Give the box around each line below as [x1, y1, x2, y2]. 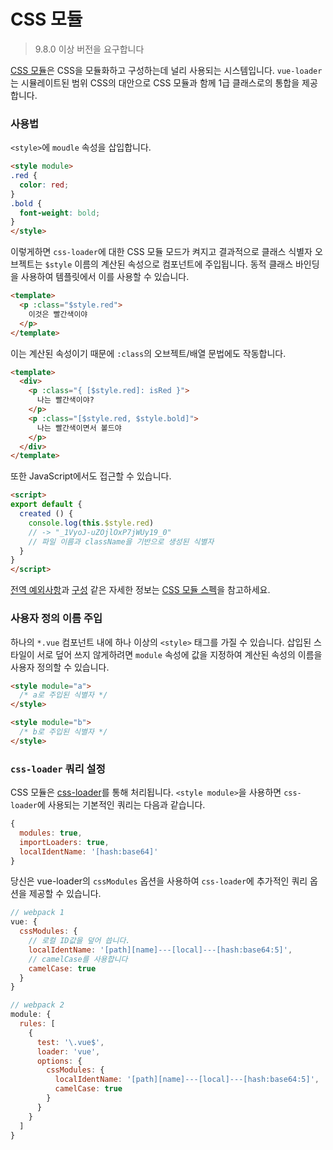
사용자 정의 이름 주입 [10, 611, 103, 625]
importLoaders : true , [19, 837, 110, 847]
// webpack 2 [10, 1000, 65, 1010]
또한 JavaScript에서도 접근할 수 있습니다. [10, 470, 172, 482]
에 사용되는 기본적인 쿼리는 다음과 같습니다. [36, 799, 206, 811]
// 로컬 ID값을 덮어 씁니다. [28, 936, 131, 946]
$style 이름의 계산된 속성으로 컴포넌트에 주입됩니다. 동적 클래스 [44, 258, 294, 270]
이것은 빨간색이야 [28, 309, 88, 319]
